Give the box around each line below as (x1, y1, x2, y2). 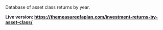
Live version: (5, 14, 34, 19)
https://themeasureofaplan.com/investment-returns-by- (34, 14, 158, 19)
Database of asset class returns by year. (5, 4, 90, 10)
